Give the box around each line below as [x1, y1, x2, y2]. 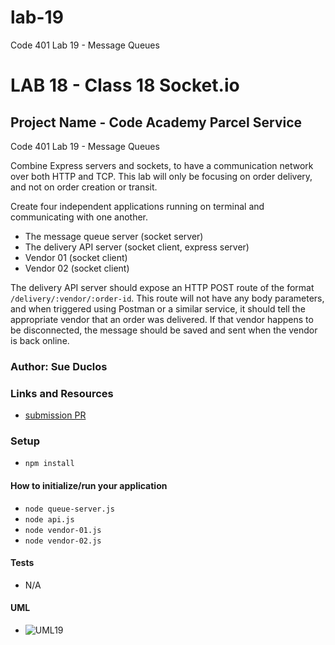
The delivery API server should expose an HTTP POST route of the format [10, 281, 315, 293]
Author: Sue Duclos [10, 359, 108, 373]
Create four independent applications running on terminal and [10, 200, 265, 212]
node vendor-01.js [24, 525, 102, 535]
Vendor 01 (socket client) [24, 251, 128, 263]
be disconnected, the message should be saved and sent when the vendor [10, 324, 318, 336]
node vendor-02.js [24, 536, 102, 546]
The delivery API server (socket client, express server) [24, 241, 250, 253]
